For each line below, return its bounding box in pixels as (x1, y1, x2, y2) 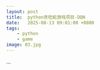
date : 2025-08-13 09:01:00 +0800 (6, 20, 95, 26)
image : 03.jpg (6, 42, 42, 48)
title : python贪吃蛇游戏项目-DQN (6, 14, 86, 20)
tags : (6, 25, 20, 31)
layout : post (6, 8, 39, 15)
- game (17, 36, 33, 42)
